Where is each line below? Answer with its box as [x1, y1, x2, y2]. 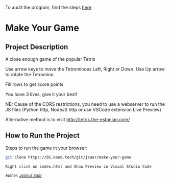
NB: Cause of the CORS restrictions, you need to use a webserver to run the [5, 101, 165, 107]
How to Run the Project [5, 131, 80, 140]
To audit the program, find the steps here [5, 5, 92, 10]
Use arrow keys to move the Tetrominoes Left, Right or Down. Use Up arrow [5, 66, 165, 72]
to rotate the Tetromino [5, 72, 54, 77]
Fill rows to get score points [5, 81, 64, 87]
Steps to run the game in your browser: [5, 145, 88, 151]
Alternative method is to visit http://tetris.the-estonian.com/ [5, 117, 130, 122]
